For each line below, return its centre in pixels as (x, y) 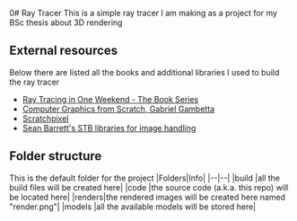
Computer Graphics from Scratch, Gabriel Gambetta (118, 109)
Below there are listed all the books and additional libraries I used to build (144, 72)
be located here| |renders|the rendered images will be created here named (147, 197)
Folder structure (56, 156)
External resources (64, 51)
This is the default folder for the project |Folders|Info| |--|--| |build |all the (145, 178)
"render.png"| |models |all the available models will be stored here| (133, 207)
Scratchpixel (45, 118)
